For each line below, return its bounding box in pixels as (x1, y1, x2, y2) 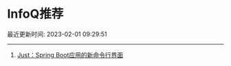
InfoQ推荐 (7, 6, 64, 22)
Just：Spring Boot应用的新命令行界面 (16, 50, 124, 59)
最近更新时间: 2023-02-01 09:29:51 (7, 30, 108, 38)
